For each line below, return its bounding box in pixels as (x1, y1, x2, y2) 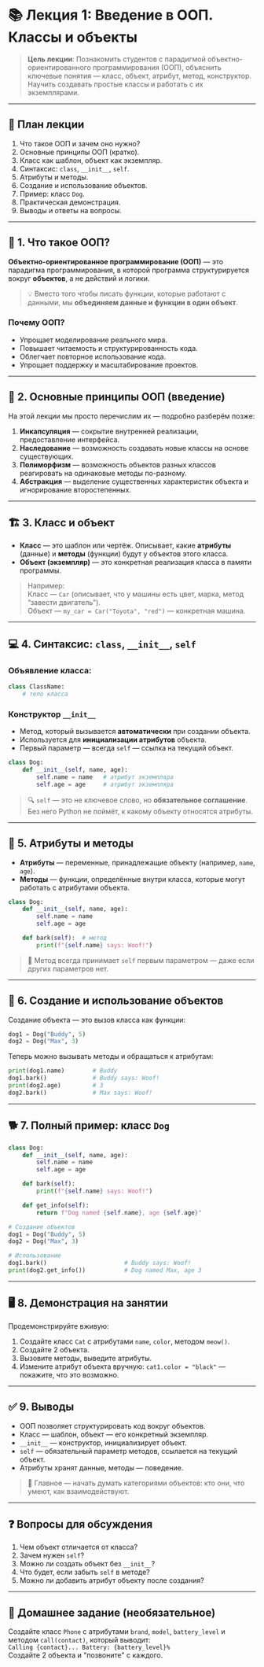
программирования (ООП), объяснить (93, 62, 222, 72)
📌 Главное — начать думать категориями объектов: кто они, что (27, 1478, 245, 1488)
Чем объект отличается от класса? (19, 1543, 138, 1552)
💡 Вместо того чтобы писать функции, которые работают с (27, 289, 226, 298)
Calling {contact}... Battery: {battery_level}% (8, 1643, 170, 1652)
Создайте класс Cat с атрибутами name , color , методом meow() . (19, 1337, 230, 1346)
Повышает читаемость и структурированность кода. (19, 343, 198, 352)
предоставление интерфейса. (19, 434, 120, 444)
